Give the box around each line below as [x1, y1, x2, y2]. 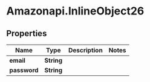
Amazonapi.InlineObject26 [6, 4, 145, 18]
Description [68, 46, 103, 54]
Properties [6, 28, 47, 39]
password [9, 66, 39, 74]
